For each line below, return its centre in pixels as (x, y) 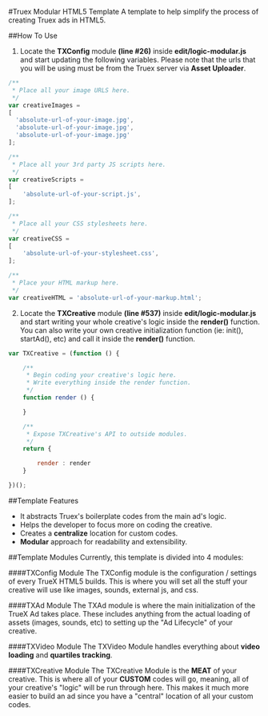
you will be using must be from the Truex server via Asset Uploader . (133, 68)
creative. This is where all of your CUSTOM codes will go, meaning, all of (129, 679)
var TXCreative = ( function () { (64, 353)
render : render (64, 463)
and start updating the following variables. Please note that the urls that (138, 60)
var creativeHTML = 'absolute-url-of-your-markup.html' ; (105, 297)
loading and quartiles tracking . (60, 655)
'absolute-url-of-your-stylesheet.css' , (91, 253)
